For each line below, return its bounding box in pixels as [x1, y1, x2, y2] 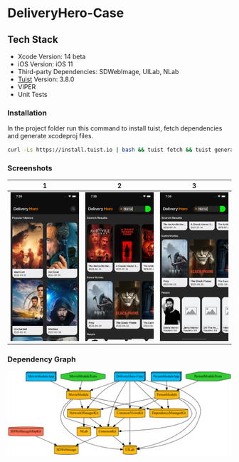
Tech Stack [7, 34, 58, 46]
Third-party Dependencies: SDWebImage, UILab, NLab [17, 68, 179, 76]
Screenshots [7, 163, 53, 173]
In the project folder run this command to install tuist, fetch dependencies [7, 124, 223, 133]
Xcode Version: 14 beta [17, 52, 86, 61]
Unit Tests [17, 91, 48, 98]
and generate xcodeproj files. [7, 132, 94, 140]
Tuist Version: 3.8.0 [17, 75, 75, 83]
